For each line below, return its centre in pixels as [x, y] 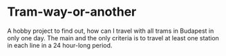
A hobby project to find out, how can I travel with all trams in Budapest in [111, 31]
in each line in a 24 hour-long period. [60, 45]
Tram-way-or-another [72, 12]
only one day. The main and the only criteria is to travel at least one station [113, 38]
